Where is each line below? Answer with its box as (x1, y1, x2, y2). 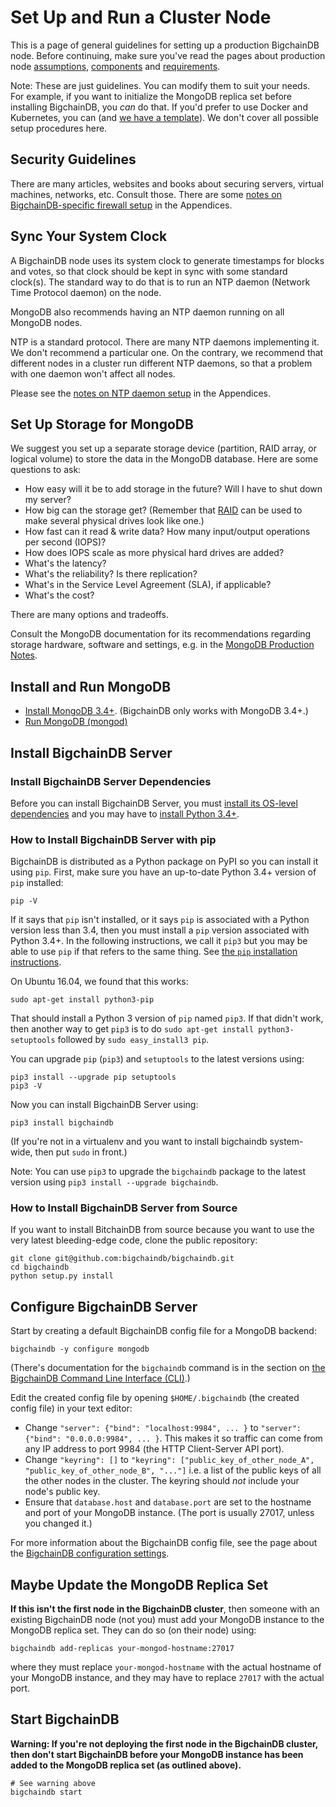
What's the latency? (24, 557, 107, 570)
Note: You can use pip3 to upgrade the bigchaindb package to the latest (10, 1166, 306, 1178)
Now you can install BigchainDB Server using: (10, 1099, 199, 1111)
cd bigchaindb (10, 1262, 70, 1273)
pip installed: (10, 877, 64, 889)
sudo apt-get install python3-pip (10, 995, 155, 1005)
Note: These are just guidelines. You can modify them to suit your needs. (10, 79, 311, 91)
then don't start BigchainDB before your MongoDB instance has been (10, 1748, 304, 1760)
